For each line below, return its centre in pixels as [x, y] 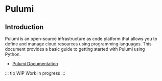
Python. [13, 54]
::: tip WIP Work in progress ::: [35, 73]
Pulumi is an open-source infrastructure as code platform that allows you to [81, 39]
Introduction [24, 27]
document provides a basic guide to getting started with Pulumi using [75, 49]
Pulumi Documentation [35, 64]
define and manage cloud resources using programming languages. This [78, 44]
